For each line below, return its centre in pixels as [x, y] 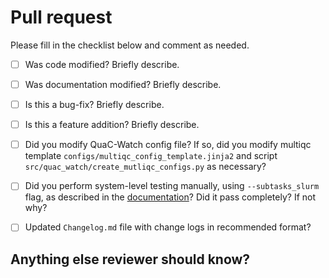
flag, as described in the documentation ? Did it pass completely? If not [170, 197]
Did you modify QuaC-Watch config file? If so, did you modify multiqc [168, 145]
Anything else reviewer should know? [130, 259]
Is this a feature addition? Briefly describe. [112, 125]
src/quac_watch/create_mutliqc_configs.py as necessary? [145, 167]
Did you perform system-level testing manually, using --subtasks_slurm [172, 186]
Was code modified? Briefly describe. [102, 64]
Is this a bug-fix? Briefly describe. [94, 105]
